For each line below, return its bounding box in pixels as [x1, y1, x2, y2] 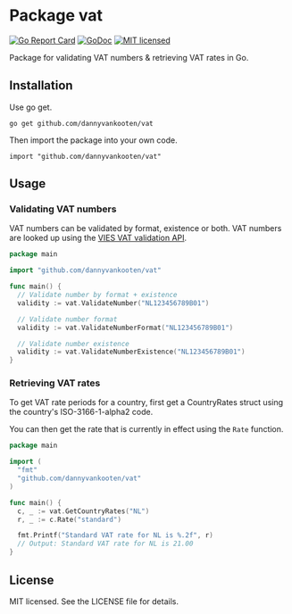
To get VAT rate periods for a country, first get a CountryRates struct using [9, 397, 284, 408]
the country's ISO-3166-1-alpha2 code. [9, 407, 154, 418]
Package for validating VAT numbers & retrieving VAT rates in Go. [9, 52, 249, 62]
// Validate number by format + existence [17, 291, 178, 300]
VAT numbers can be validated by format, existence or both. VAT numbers [9, 223, 282, 234]
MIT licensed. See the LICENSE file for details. [9, 595, 179, 607]
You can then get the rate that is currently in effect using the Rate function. [9, 424, 284, 435]
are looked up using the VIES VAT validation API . [9, 233, 188, 244]
